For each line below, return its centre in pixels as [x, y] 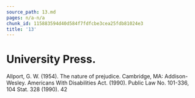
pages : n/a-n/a [26, 18]
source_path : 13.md [31, 12]
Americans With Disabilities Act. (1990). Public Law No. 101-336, [108, 83]
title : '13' [21, 29]
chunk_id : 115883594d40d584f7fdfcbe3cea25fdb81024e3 [75, 23]
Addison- [176, 77]
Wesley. [16, 83]
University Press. [51, 59]
